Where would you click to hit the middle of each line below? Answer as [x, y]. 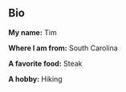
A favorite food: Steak [45, 63]
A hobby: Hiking [35, 78]
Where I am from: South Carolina [63, 48]
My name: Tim [33, 32]
